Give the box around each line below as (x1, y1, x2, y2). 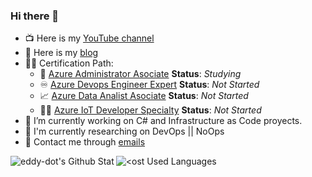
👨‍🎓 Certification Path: (24, 57, 114, 69)
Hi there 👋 (10, 9, 60, 23)
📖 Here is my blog (24, 47, 99, 59)
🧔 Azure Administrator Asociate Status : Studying (39, 68, 242, 80)
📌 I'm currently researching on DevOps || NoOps (24, 125, 225, 138)
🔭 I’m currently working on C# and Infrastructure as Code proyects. (24, 115, 303, 127)
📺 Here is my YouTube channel (24, 32, 155, 44)
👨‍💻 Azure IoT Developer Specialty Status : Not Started (39, 104, 262, 116)
